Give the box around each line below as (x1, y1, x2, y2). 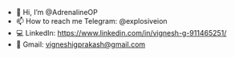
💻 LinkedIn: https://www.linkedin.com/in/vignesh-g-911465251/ (15, 28, 227, 37)
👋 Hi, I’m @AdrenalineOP (15, 8, 98, 17)
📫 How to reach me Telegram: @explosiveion (15, 17, 168, 25)
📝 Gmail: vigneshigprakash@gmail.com (15, 40, 146, 49)
